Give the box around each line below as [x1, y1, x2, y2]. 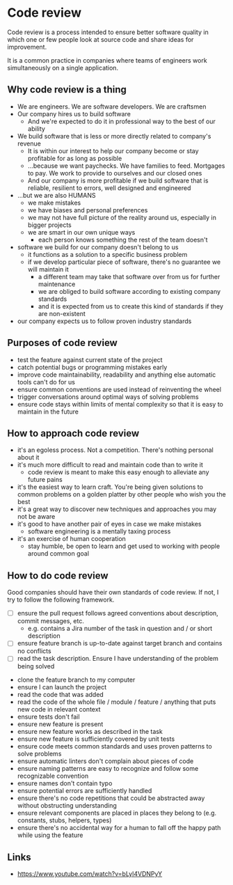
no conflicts [17, 647, 51, 655]
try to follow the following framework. [7, 595, 115, 604]
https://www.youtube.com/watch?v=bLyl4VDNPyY [17, 870, 163, 878]
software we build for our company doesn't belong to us [17, 242, 179, 251]
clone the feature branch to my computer [17, 675, 136, 684]
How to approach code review [7, 427, 140, 439]
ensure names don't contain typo [17, 779, 113, 788]
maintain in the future [17, 407, 79, 416]
